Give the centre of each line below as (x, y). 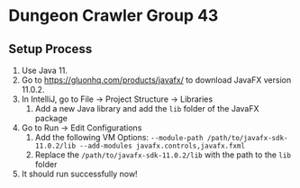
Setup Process (50, 49)
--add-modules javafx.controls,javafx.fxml (162, 146)
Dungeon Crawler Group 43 (114, 16)
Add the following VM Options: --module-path (119, 137)
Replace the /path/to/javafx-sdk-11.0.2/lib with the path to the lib (163, 155)
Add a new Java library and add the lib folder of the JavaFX (147, 108)
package (51, 118)
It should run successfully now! (79, 174)
